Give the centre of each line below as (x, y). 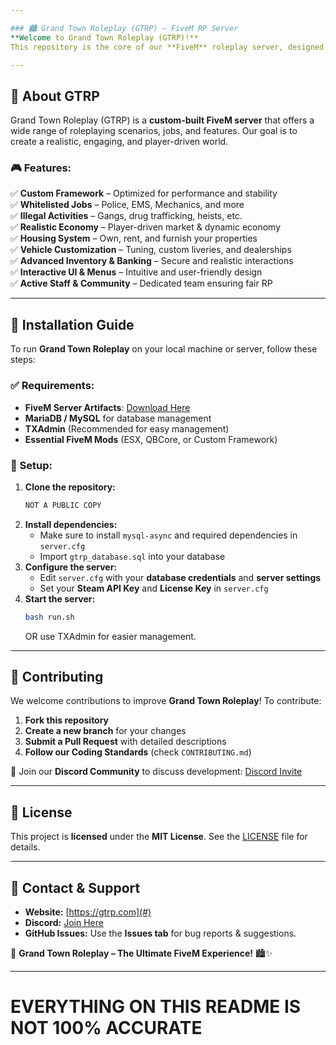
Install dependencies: (71, 524)
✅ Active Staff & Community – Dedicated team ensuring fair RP (141, 283)
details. (25, 847)
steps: (23, 360)
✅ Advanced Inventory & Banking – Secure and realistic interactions (152, 261)
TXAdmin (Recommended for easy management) (127, 428)
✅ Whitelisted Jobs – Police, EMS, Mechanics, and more (127, 205)
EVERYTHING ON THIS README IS (156, 1007)
